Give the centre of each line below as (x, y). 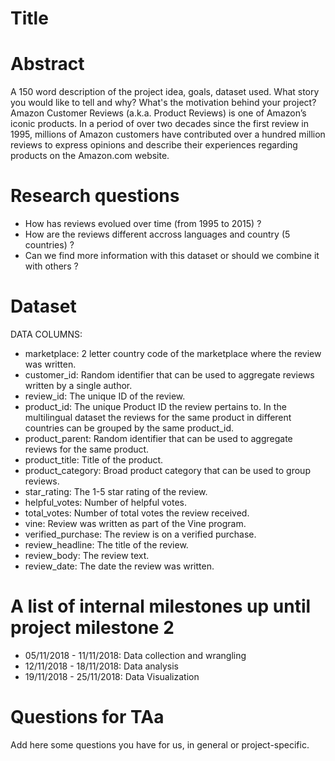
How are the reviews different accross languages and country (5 (157, 234)
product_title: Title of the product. (94, 460)
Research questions (95, 196)
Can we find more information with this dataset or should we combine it (172, 256)
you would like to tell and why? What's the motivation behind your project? (163, 103)
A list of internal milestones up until (161, 606)
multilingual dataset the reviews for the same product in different (158, 417)
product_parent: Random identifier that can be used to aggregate (158, 438)
